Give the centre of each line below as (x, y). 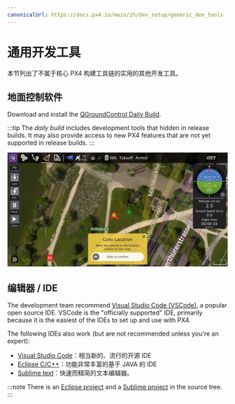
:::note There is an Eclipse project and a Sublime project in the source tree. (115, 387)
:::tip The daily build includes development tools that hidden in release (108, 128)
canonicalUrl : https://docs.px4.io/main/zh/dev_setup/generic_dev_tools (115, 15)
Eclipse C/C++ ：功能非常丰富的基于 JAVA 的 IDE (87, 364)
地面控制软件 (35, 97)
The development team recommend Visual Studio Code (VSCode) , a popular (117, 305)
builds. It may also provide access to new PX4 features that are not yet (109, 136)
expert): (19, 341)
